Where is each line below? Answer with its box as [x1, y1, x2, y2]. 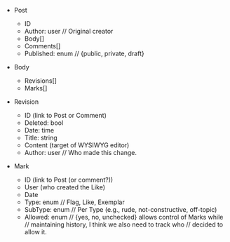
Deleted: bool [24, 119, 64, 127]
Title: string [24, 133, 57, 142]
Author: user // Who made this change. [24, 149, 137, 156]
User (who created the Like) [24, 183, 106, 191]
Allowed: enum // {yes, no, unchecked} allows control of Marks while [24, 213, 224, 221]
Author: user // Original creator [24, 27, 114, 35]
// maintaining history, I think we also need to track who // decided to [24, 220, 224, 229]
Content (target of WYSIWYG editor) [24, 141, 130, 149]
